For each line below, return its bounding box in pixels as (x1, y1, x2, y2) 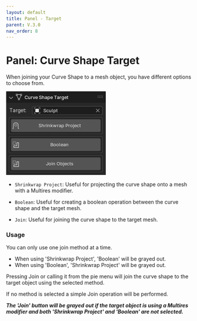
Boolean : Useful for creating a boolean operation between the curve (14, 198, 179, 205)
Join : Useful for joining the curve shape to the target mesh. (14, 216, 158, 223)
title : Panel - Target (6, 15, 62, 22)
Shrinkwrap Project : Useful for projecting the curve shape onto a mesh (14, 181, 188, 188)
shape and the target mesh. (14, 205, 82, 212)
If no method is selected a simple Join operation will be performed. (6, 290, 169, 298)
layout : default (6, 9, 46, 15)
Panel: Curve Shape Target (6, 54, 140, 67)
